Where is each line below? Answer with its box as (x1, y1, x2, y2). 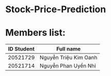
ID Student (8, 45, 35, 53)
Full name (56, 45, 81, 53)
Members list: (5, 27, 66, 39)
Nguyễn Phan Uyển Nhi (40, 62, 96, 69)
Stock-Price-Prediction (5, 4, 106, 15)
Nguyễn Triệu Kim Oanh (40, 54, 98, 61)
